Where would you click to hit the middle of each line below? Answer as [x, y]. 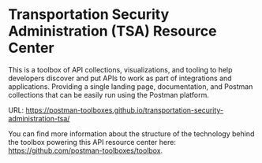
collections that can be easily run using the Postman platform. [109, 94]
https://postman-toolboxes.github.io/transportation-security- [125, 110]
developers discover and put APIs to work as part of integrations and [120, 78]
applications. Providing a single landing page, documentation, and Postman [131, 86]
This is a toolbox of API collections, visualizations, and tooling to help [120, 69]
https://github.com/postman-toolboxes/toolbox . [86, 150]
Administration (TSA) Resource [112, 31]
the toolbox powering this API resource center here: [92, 142]
